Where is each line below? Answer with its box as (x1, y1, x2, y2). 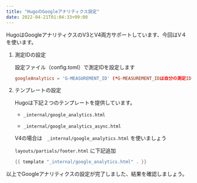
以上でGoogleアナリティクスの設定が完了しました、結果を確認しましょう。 (6, 171, 188, 178)
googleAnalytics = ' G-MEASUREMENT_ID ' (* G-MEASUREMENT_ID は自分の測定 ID (14, 75, 192, 81)
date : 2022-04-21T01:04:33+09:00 (6, 14, 88, 20)
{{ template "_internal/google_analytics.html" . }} (14, 159, 147, 165)
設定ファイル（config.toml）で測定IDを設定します (14, 63, 135, 71)
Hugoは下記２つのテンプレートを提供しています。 (14, 99, 136, 106)
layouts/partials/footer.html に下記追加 (14, 147, 116, 154)
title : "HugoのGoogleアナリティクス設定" (6, 8, 100, 15)
